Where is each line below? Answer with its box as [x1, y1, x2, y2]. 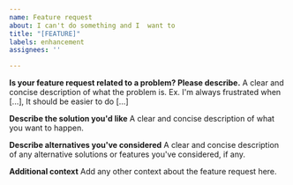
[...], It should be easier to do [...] [9, 96, 129, 107]
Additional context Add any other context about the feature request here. [9, 166, 277, 177]
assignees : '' [9, 46, 62, 55]
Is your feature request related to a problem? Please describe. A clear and [9, 78, 284, 88]
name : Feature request [9, 12, 93, 22]
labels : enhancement [9, 37, 86, 47]
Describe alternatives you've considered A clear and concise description [9, 140, 280, 151]
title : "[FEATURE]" [9, 29, 81, 38]
